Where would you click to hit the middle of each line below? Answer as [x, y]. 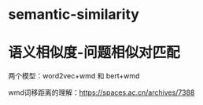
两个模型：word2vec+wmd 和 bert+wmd [74, 76]
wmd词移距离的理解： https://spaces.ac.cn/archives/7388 [101, 92]
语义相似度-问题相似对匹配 [94, 53]
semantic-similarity [74, 14]
